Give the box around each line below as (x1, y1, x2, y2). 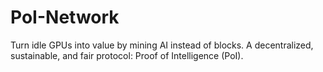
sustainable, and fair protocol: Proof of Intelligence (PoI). (10, 49, 244, 61)
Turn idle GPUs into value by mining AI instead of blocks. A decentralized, (10, 39, 314, 51)
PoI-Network (10, 6, 120, 29)
